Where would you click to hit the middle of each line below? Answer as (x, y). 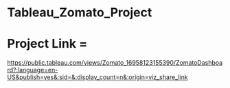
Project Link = (47, 44)
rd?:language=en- (33, 70)
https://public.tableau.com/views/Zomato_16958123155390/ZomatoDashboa (115, 63)
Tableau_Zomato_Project (80, 13)
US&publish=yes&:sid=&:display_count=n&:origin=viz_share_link (97, 77)
